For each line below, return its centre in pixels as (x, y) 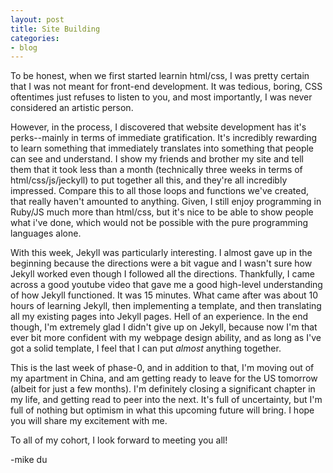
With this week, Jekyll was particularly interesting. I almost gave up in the (161, 253)
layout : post (37, 19)
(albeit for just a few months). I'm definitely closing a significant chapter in (163, 389)
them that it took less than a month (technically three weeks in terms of (156, 170)
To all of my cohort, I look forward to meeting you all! (119, 440)
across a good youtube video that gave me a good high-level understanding (166, 285)
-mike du (29, 460)
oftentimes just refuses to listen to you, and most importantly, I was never (161, 97)
